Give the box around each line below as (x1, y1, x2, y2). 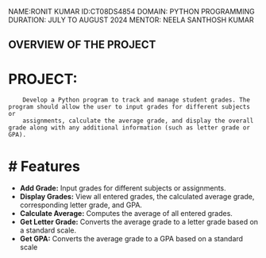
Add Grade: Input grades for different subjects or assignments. (19, 183, 226, 193)
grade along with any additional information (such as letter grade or (8, 124, 250, 132)
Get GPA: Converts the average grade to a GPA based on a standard (19, 234, 244, 244)
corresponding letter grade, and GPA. (19, 200, 143, 210)
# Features (8, 157, 81, 175)
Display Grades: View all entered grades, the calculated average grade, (19, 192, 255, 202)
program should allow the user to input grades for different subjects (8, 103, 250, 111)
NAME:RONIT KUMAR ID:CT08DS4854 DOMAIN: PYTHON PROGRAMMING (8, 7, 256, 16)
